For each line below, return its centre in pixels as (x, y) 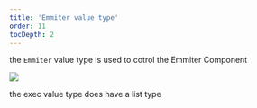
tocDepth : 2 (32, 34)
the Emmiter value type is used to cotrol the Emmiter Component (128, 60)
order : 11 (28, 26)
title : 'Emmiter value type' (64, 18)
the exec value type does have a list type (86, 94)
